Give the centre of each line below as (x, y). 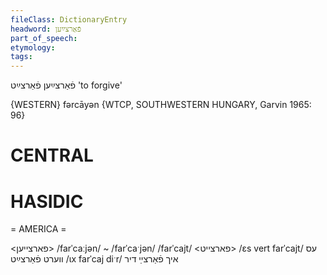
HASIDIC (47, 201)
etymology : (33, 47)
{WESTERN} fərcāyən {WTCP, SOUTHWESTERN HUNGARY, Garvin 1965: (161, 105)
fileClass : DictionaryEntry (69, 19)
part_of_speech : (44, 38)
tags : (21, 57)
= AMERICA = (38, 229)
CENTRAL (52, 155)
